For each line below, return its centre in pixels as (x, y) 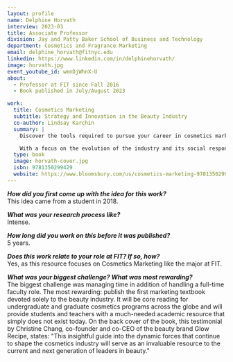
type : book (29, 155)
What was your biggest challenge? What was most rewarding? (100, 277)
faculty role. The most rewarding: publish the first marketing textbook (106, 291)
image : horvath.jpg (35, 65)
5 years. (19, 243)
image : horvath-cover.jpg (51, 161)
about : (17, 78)
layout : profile (31, 14)
